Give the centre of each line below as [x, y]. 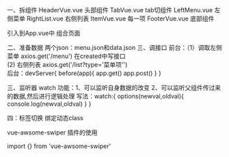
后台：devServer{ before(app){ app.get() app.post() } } [84, 73]
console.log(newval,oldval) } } [49, 104]
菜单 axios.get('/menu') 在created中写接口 [66, 56]
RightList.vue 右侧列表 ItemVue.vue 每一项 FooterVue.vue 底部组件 [120, 18]
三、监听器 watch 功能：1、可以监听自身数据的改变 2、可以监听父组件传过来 [114, 88]
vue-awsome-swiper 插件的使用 [52, 132]
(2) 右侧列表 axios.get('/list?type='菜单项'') [67, 65]
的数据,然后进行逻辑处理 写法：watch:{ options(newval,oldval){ [96, 96]
